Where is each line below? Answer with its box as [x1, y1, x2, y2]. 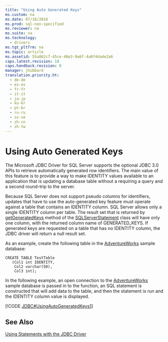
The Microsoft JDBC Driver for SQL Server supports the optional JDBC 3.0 [5, 162, 159, 168]
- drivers [10, 40, 30, 45]
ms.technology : [5, 36, 37, 41]
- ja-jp [10, 96, 26, 101]
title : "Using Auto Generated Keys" [5, 7, 82, 13]
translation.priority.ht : [5, 73, 59, 78]
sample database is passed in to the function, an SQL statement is [5, 283, 142, 289]
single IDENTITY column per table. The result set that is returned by [5, 209, 145, 215]
